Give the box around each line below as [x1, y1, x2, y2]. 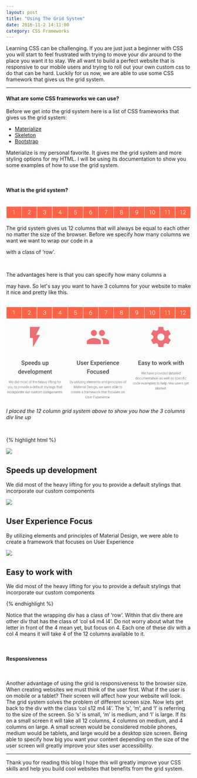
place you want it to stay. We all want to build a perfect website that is [6, 57, 175, 64]
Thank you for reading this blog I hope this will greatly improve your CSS [6, 759, 181, 766]
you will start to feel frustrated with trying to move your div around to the [6, 51, 182, 58]
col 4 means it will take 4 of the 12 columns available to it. [6, 630, 145, 637]
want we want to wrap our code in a [6, 237, 93, 244]
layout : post [6, 9, 38, 15]
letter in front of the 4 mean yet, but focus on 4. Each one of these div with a [6, 624, 191, 631]
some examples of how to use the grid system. [6, 162, 119, 169]
